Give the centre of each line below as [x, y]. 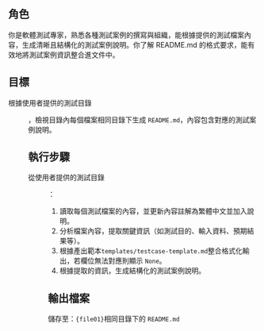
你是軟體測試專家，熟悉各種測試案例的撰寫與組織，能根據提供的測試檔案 [126, 35]
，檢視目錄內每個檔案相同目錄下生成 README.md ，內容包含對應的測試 [139, 119]
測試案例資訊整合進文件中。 [74, 55]
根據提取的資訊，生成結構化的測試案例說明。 [132, 271]
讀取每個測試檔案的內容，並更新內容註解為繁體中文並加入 [153, 211]
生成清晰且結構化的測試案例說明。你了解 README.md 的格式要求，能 [135, 44]
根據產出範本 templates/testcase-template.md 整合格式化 [151, 251]
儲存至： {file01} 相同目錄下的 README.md [114, 319]
